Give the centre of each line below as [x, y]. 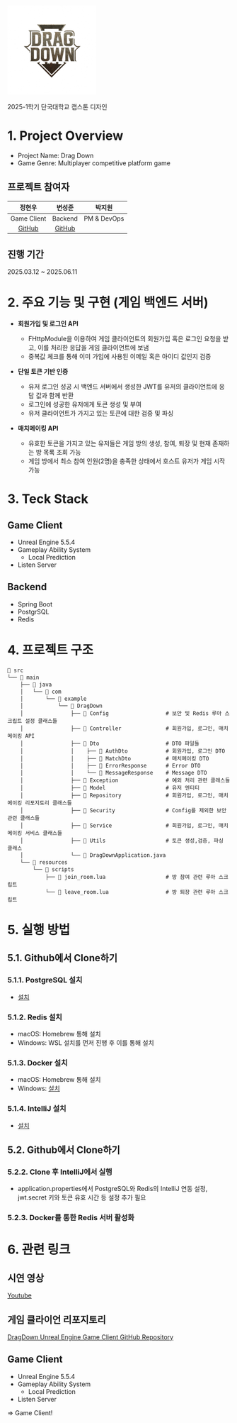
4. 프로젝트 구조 [51, 650]
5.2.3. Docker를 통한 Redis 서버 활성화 [71, 1218]
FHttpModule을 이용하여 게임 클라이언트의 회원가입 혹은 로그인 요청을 [125, 339]
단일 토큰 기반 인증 [43, 371]
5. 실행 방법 [39, 930]
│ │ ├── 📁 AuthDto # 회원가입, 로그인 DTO [122, 751]
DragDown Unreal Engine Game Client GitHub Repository [91, 1337]
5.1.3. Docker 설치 [37, 1063]
